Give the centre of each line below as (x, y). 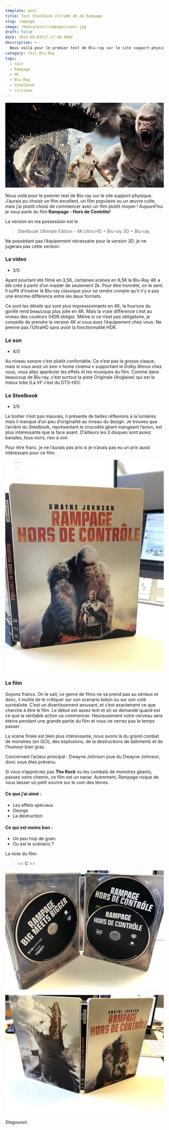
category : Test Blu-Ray (30, 53)
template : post (21, 11)
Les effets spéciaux (33, 805)
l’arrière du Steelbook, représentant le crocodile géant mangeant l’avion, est (84, 427)
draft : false (19, 32)
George (20, 810)
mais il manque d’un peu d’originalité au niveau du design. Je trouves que (81, 422)
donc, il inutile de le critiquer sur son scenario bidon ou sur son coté (76, 699)
